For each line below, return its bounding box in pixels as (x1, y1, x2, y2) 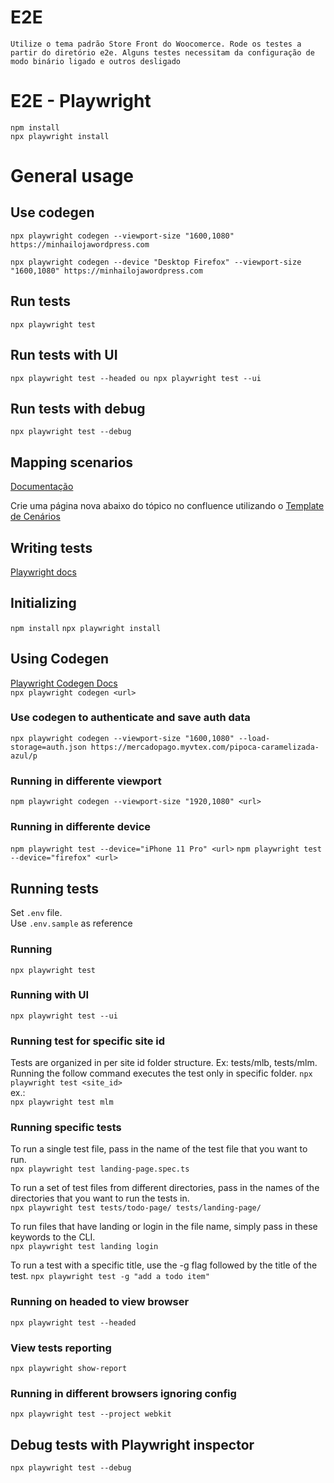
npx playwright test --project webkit (10, 1409, 172, 1420)
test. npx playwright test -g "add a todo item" (10, 1270, 210, 1282)
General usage (10, 165, 135, 188)
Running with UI (10, 988, 90, 1002)
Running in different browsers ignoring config (10, 1386, 237, 1400)
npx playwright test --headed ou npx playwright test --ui (10, 373, 262, 383)
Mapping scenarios (10, 454, 134, 471)
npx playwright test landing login (10, 1242, 159, 1252)
